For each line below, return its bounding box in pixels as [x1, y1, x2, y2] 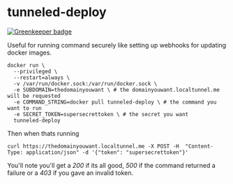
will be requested [7, 92, 61, 99]
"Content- [185, 143, 214, 150]
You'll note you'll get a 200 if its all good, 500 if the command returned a [7, 161, 216, 169]
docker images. [7, 48, 52, 57]
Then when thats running [7, 129, 80, 137]
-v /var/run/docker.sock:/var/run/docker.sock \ [13, 80, 158, 87]
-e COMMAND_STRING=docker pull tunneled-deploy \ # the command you [13, 99, 217, 106]
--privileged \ [13, 68, 58, 75]
